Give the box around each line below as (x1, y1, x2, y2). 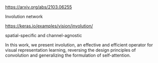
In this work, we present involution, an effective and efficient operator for (5, 42, 153, 48)
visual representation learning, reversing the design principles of (5, 47, 136, 53)
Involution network (5, 14, 43, 19)
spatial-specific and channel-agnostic (5, 33, 82, 38)
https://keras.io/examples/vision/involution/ (5, 23, 94, 29)
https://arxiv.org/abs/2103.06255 (5, 4, 72, 10)
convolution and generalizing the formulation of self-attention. (5, 52, 131, 58)
